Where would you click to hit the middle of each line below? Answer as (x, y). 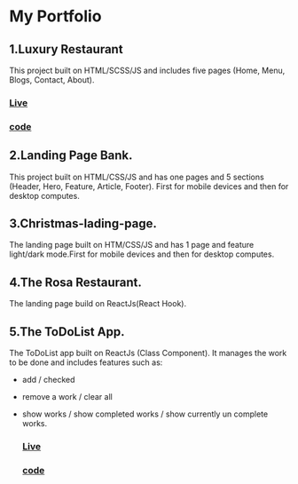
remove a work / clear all (67, 397)
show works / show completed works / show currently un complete (145, 414)
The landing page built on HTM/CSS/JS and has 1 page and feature (132, 245)
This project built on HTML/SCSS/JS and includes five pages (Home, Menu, (147, 70)
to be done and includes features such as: (86, 362)
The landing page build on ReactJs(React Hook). (98, 304)
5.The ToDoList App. (67, 332)
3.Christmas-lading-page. (83, 224)
